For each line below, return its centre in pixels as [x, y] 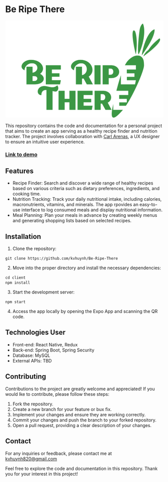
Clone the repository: [34, 249]
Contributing [26, 377]
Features [19, 171]
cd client [16, 278]
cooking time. [27, 194]
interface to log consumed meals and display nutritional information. [92, 210]
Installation [23, 236]
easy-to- [148, 205]
